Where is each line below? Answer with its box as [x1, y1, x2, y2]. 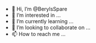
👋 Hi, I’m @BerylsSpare [11, 6, 67, 12]
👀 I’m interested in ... [11, 12, 61, 19]
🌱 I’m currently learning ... [11, 18, 74, 24]
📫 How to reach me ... [11, 31, 66, 37]
